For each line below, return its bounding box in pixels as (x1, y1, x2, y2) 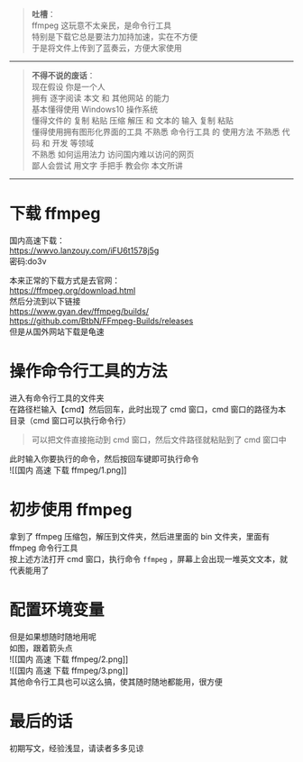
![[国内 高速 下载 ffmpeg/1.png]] (9, 464, 127, 476)
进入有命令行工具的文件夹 (9, 392, 105, 404)
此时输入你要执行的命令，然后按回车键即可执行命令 (9, 453, 199, 464)
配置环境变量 (9, 600, 106, 620)
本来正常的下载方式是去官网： (9, 275, 120, 286)
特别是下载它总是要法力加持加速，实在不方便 (31, 32, 198, 41)
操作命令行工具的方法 (9, 361, 169, 382)
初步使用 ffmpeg (9, 500, 133, 521)
